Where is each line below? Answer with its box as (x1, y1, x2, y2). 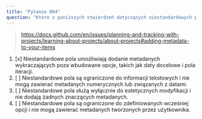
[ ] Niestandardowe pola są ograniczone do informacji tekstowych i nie (14, 74, 190, 81)
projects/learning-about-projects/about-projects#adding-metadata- (20, 37, 189, 44)
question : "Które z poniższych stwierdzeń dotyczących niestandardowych (6, 14, 192, 20)
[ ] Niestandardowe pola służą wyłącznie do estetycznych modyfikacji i (14, 87, 191, 94)
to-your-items (20, 43, 56, 51)
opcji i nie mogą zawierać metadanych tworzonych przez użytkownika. (14, 106, 191, 113)
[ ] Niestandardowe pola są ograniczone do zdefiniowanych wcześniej (14, 99, 189, 106)
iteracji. (14, 68, 34, 75)
